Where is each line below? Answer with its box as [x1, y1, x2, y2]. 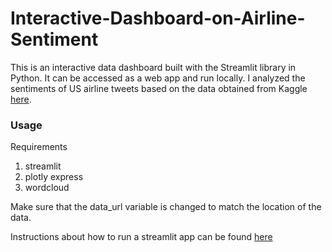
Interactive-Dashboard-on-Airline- [10, 7, 306, 30]
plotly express [24, 171, 84, 183]
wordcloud [24, 182, 70, 194]
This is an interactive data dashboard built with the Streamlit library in [10, 61, 297, 73]
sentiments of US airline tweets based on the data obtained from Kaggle [10, 82, 308, 94]
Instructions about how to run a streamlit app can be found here [10, 231, 273, 243]
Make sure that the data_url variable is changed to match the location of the [10, 201, 322, 213]
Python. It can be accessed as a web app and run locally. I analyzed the [10, 72, 306, 84]
